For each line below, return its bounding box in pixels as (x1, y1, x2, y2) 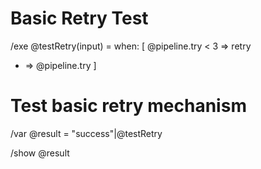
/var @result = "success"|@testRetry (10, 127, 163, 139)
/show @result (10, 147, 70, 159)
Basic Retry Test (10, 7, 149, 30)
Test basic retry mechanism (10, 95, 247, 117)
